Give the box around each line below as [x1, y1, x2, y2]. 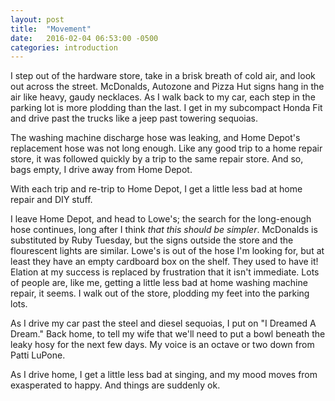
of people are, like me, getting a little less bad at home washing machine [10, 277, 308, 289]
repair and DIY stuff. [10, 194, 93, 206]
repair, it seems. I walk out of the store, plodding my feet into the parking [10, 287, 310, 300]
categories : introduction [10, 42, 118, 53]
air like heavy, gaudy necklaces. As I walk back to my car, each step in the [10, 91, 316, 103]
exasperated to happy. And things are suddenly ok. [10, 379, 221, 391]
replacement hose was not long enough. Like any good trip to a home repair [10, 142, 323, 155]
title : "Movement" [10, 24, 92, 34]
